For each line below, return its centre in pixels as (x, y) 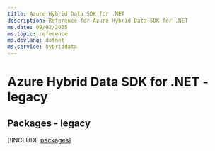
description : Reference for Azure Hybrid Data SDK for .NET (98, 21)
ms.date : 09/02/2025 (38, 27)
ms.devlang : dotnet (36, 40)
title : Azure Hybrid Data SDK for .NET (66, 14)
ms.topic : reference (38, 34)
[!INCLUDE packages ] (39, 140)
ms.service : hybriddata (42, 47)
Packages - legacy (49, 123)
